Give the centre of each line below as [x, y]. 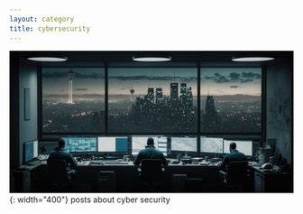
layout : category [42, 19]
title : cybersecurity [50, 28]
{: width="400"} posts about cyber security [90, 200]
